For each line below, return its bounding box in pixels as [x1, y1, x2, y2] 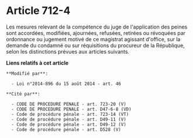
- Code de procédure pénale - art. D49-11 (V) [11, 116, 127, 122]
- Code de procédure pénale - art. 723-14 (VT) [11, 111, 129, 117]
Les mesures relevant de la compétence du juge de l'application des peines [6, 23, 188, 30]
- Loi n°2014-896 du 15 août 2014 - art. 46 [11, 80, 121, 87]
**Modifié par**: [6, 70, 48, 76]
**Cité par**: [6, 91, 41, 97]
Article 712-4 [6, 4, 71, 17]
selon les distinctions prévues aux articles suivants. [6, 48, 129, 55]
